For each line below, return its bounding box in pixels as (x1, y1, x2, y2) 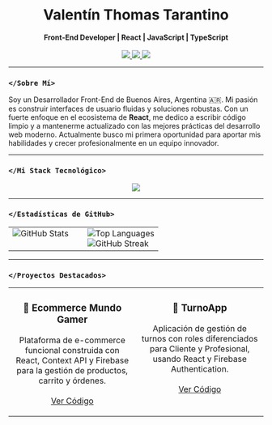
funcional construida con (24, 345, 120, 356)
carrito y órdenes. (38, 375, 107, 386)
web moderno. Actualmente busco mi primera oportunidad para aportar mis (8, 130, 261, 139)
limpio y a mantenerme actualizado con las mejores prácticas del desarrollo (8, 121, 261, 131)
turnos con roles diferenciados (141, 334, 258, 345)
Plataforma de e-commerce (19, 334, 125, 346)
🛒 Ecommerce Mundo (23, 302, 122, 315)
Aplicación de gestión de (152, 323, 247, 334)
